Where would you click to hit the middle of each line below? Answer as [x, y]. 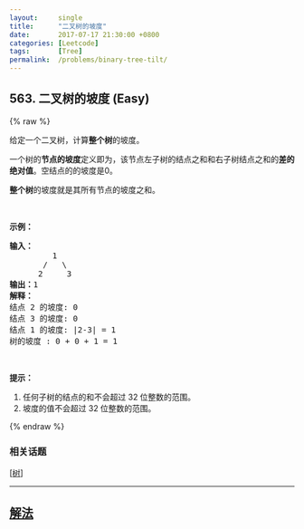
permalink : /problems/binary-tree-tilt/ [89, 60]
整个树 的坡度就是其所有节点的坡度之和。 [85, 189]
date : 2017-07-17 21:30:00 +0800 [85, 34]
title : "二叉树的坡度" [58, 26]
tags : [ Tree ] [46, 52]
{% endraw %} [37, 426]
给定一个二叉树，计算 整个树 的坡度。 [77, 139]
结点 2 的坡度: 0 [44, 307]
